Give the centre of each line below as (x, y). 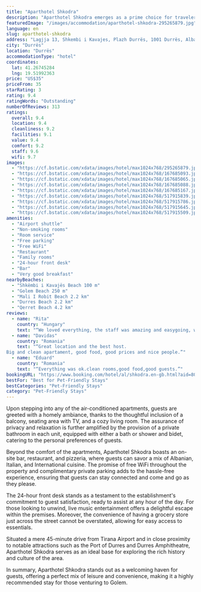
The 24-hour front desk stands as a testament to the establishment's (91, 495)
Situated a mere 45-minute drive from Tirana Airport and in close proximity (98, 539)
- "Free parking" (33, 241)
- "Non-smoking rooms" (40, 229)
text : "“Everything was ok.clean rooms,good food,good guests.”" (100, 369)
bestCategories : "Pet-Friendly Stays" (54, 386)
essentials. (19, 527)
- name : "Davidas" (35, 336)
